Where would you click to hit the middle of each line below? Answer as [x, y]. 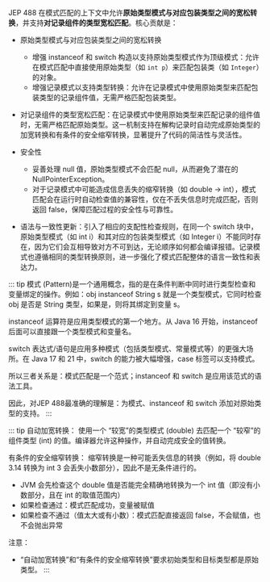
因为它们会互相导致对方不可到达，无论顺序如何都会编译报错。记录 [144, 247]
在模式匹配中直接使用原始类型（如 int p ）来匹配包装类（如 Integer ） [146, 67]
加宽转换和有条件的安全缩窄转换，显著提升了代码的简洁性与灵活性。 [133, 135]
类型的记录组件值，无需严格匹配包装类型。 [110, 97]
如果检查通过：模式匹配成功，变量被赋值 [87, 505]
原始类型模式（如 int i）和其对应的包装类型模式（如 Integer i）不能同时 [137, 237]
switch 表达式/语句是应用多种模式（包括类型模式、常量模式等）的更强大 [127, 349]
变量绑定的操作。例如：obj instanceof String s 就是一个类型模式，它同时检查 [135, 294]
